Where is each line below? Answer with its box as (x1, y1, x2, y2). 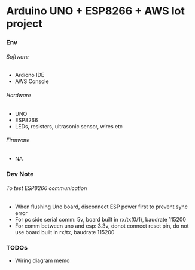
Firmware (6, 136, 30, 144)
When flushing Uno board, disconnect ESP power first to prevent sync (14, 203, 188, 210)
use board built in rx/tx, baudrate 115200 (14, 228, 115, 235)
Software (6, 53, 29, 60)
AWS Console (14, 78, 49, 85)
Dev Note (6, 170, 34, 178)
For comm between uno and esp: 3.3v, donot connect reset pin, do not (14, 222, 190, 229)
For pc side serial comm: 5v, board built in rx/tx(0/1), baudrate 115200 (14, 216, 187, 223)
